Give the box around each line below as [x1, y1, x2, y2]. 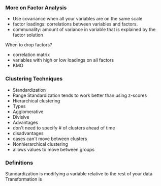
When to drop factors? [5, 42, 52, 48]
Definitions [5, 159, 34, 166]
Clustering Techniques [5, 75, 63, 83]
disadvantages [12, 130, 44, 136]
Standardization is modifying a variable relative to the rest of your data [5, 170, 153, 177]
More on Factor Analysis [5, 4, 67, 11]
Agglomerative [12, 109, 44, 115]
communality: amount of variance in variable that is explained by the [12, 26, 156, 33]
